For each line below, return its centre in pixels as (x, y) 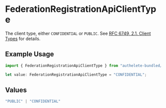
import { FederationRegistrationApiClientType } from (62, 65)
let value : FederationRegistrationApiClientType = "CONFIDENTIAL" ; (76, 75)
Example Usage (30, 54)
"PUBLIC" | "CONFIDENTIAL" (33, 102)
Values (16, 90)
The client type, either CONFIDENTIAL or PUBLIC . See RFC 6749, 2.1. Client (78, 33)
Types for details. (23, 39)
